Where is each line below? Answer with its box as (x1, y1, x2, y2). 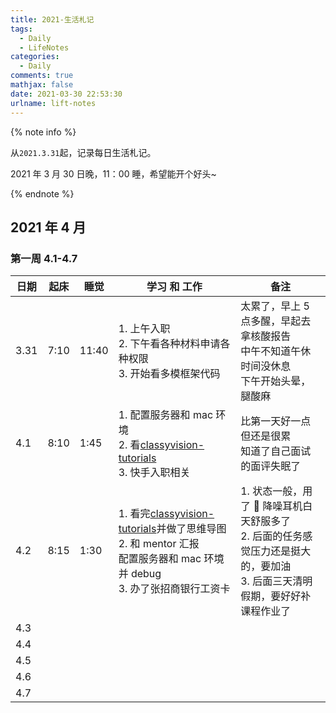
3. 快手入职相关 (118, 466, 191, 480)
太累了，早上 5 (240, 299, 310, 313)
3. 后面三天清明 (240, 574, 313, 588)
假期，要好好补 (240, 589, 312, 603)
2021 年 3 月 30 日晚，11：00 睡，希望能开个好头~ (10, 167, 217, 180)
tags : (10, 24, 33, 34)
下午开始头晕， (240, 374, 312, 388)
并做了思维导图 (156, 522, 227, 536)
